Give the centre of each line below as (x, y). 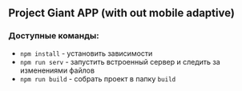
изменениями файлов (57, 70)
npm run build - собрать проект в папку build (98, 78)
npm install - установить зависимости (86, 53)
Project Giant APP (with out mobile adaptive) (121, 13)
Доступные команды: (54, 36)
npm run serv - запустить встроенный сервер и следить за (120, 61)
